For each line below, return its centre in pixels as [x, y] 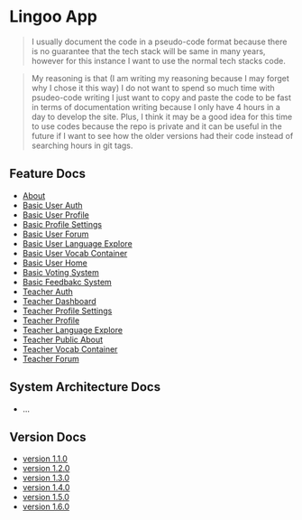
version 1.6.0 [46, 506]
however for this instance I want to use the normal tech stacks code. [158, 60]
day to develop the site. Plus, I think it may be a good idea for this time [162, 116]
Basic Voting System [60, 272]
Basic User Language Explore [77, 243]
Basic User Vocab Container [75, 253]
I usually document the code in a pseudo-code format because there [159, 42]
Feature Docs [48, 174]
